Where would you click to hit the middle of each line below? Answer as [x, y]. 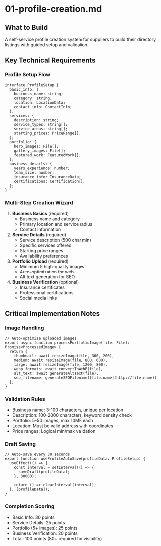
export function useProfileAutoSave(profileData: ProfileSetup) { [75, 459]
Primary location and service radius [56, 224]
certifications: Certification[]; [50, 181]
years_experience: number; [42, 168]
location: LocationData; [40, 103]
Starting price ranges [41, 250]
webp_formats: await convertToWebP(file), [59, 369]
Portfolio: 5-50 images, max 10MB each [53, 420]
